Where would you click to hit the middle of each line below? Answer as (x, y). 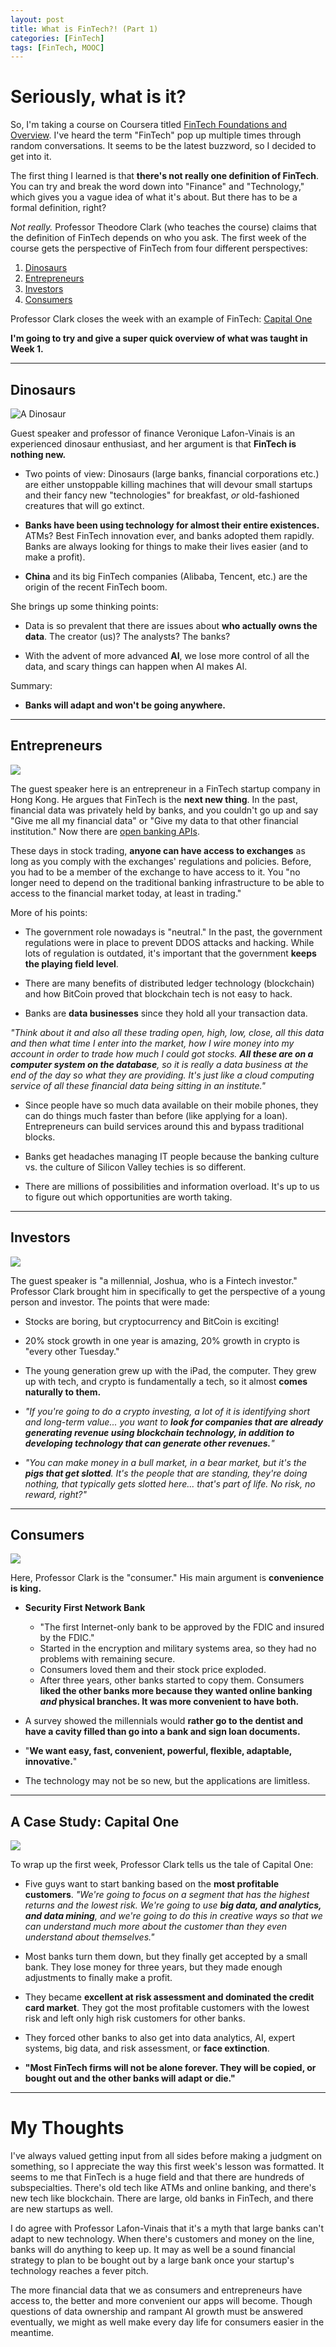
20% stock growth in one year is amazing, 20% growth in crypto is (162, 1340)
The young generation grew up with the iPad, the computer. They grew (170, 1370)
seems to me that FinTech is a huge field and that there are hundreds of (157, 2177)
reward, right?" (55, 1494)
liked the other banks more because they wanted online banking (176, 1691)
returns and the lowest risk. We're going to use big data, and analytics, (173, 1905)
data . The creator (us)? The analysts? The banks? (127, 636)
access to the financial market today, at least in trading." (126, 893)
